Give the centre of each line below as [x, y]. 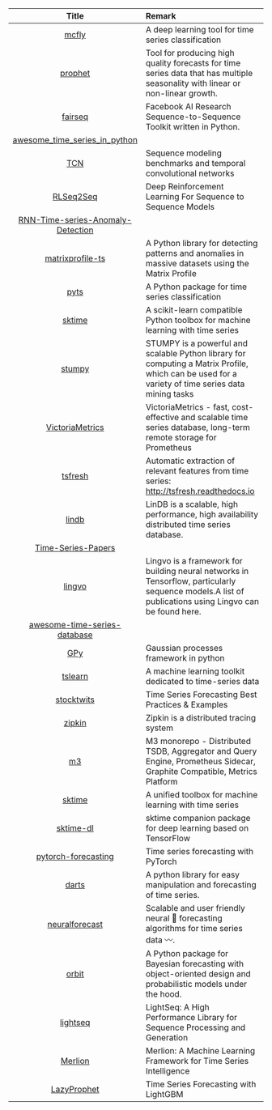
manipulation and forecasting [201, 885]
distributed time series [188, 524]
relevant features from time [197, 471]
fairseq [75, 117]
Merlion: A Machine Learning [200, 1050]
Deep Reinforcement [185, 187]
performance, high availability [202, 515]
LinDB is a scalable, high [192, 504]
